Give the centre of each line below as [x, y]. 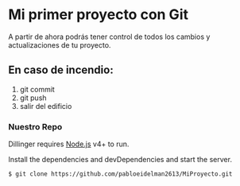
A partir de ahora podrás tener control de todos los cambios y [109, 37]
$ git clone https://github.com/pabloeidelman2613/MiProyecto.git [120, 174]
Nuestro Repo [35, 126]
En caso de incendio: [61, 70]
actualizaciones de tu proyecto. [60, 45]
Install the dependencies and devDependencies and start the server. [120, 160]
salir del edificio [46, 106]
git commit [37, 89]
